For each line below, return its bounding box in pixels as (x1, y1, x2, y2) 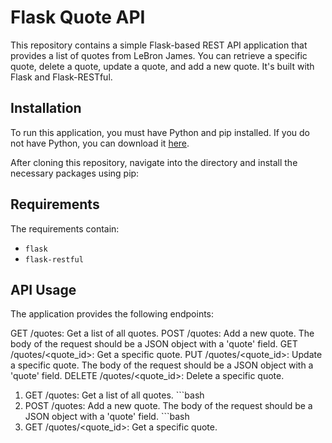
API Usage (10, 281, 77, 298)
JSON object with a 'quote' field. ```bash (24, 411, 190, 423)
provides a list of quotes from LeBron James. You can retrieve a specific (10, 49, 308, 61)
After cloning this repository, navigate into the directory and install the (10, 156, 298, 168)
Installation (10, 100, 82, 117)
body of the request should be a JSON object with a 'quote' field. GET (10, 338, 298, 350)
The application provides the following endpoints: (10, 308, 215, 320)
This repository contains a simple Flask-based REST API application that (10, 39, 308, 51)
